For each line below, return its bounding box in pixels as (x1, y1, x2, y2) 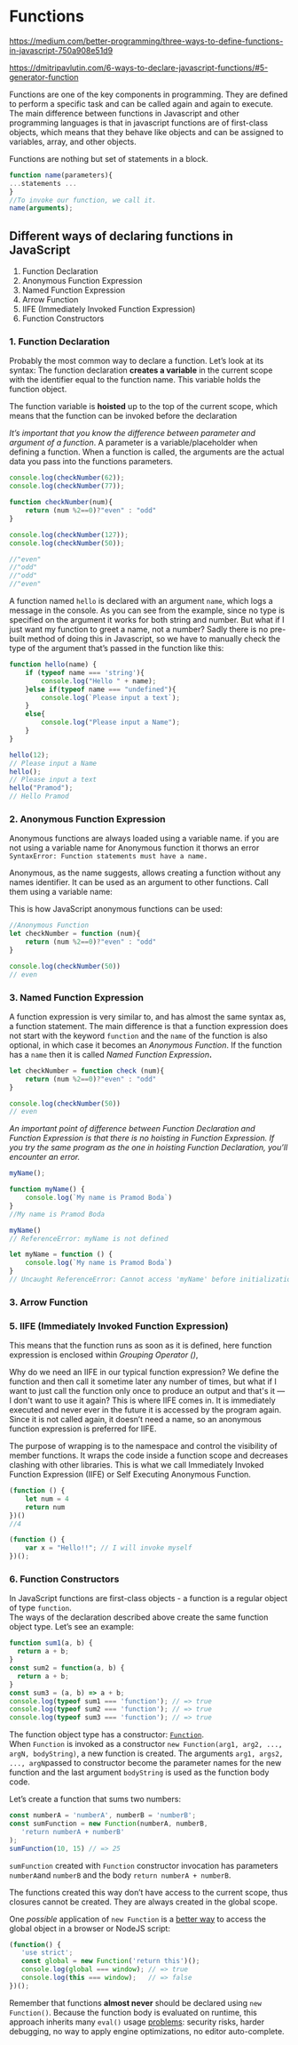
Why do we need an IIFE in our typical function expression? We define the (9, 1367, 279, 1378)
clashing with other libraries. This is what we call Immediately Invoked (9, 1460, 264, 1470)
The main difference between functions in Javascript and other (9, 108, 239, 118)
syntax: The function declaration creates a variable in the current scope (9, 365, 273, 375)
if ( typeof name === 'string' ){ (25, 668, 145, 677)
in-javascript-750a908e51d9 (9, 44, 114, 55)
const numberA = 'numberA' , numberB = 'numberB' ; (9, 1811, 197, 1820)
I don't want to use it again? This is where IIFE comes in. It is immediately (9, 1395, 277, 1406)
